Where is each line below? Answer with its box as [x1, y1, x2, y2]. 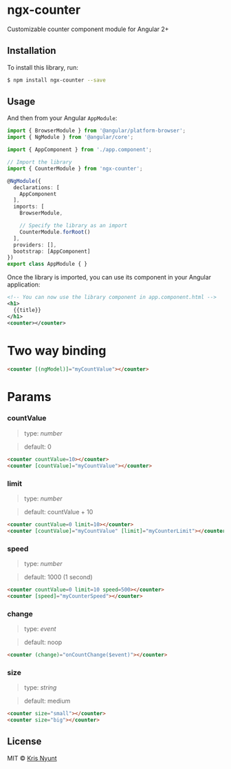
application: [7, 280, 41, 289]
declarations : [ [13, 184, 60, 191]
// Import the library [7, 159, 72, 166]
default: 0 [23, 442, 52, 451]
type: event [23, 625, 56, 633]
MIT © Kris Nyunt [7, 754, 57, 762]
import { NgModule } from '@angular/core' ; [7, 134, 134, 141]
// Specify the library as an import [19, 222, 128, 229]
